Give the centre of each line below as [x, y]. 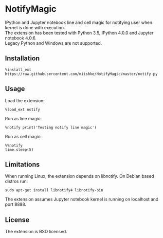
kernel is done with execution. [35, 27]
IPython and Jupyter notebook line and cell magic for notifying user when [79, 22]
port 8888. [16, 204]
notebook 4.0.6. [21, 38]
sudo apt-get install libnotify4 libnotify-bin [54, 190]
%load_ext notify [23, 110]
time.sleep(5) [19, 149]
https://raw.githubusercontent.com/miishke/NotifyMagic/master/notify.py [81, 74]
